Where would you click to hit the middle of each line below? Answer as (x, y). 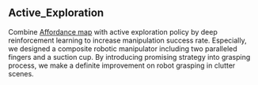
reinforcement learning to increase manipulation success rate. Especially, (127, 40)
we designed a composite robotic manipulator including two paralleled (123, 48)
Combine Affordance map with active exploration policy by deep (113, 31)
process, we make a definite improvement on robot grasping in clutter (122, 65)
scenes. (21, 73)
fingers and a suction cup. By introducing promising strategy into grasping (129, 57)
